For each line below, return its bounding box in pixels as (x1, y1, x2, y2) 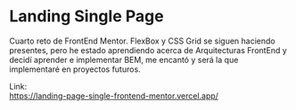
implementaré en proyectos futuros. (9, 64, 141, 75)
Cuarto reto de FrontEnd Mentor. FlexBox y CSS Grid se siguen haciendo (9, 35, 275, 46)
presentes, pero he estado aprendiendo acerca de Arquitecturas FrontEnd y (9, 44, 287, 55)
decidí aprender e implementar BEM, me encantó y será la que (9, 54, 239, 65)
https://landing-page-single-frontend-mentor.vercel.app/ (9, 90, 218, 101)
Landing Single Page (9, 6, 164, 27)
